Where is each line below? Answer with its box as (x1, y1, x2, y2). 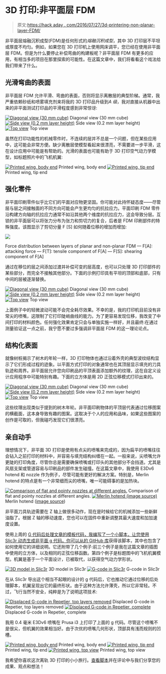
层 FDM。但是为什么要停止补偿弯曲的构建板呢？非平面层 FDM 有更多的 (5, 50, 149, 56)
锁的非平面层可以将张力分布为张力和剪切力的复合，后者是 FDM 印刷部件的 (5, 218, 156, 224)
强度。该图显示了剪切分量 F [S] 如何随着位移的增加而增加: (9, 224, 127, 229)
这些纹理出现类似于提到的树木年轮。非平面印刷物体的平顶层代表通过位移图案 (5, 404, 161, 410)
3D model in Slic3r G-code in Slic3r (48, 566, 160, 572)
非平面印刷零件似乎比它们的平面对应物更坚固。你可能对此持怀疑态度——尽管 (5, 199, 161, 205)
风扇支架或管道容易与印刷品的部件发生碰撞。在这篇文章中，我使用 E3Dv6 (5, 465, 154, 471)
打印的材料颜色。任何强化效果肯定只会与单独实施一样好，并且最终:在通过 (9, 319, 158, 325)
